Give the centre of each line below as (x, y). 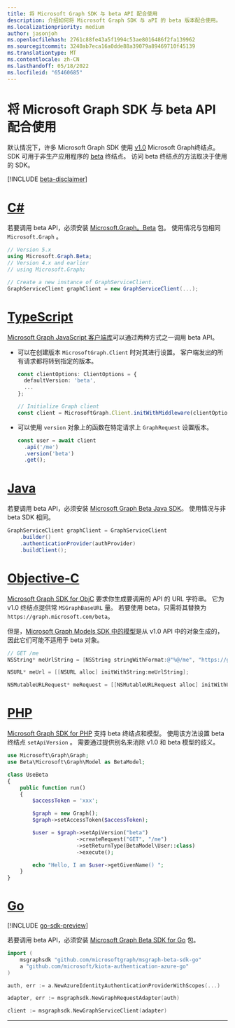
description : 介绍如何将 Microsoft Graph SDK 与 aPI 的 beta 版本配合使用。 (114, 20)
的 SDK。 (21, 165)
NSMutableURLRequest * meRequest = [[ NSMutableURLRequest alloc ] (103, 685)
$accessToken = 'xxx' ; (65, 801)
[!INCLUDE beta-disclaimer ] (47, 179)
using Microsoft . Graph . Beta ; (50, 257)
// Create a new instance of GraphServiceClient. (81, 282)
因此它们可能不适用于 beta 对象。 (55, 640)
